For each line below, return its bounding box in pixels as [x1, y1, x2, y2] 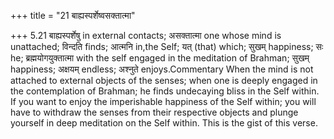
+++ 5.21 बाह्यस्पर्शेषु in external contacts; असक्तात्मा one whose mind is [10, 30, 282, 41]
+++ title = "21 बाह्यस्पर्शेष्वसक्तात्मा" [10, 10, 136, 21]
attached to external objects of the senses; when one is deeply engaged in [10, 75, 318, 86]
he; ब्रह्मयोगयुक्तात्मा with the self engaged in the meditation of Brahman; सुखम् [10, 52, 310, 64]
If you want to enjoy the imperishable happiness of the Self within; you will [10, 96, 317, 107]
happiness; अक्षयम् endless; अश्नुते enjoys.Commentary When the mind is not [10, 63, 314, 75]
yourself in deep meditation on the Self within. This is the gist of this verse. [10, 117, 318, 129]
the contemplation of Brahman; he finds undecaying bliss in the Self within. [10, 85, 320, 97]
